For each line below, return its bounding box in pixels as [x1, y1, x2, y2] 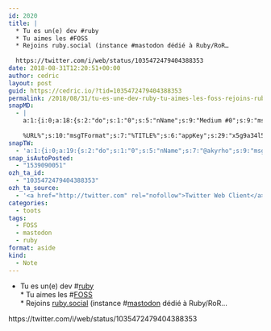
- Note [15, 259, 38, 267]
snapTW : [8, 139, 35, 147]
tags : [8, 214, 27, 222]
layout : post [8, 79, 52, 87]
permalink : [8, 94, 45, 102]
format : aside [8, 244, 56, 252]
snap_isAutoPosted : [8, 154, 74, 162]
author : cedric [8, 72, 60, 80]
